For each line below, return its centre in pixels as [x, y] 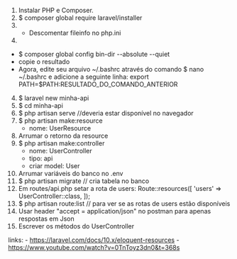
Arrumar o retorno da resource [63, 136]
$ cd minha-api [40, 105]
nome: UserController [61, 151]
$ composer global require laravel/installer [80, 18]
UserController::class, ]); [54, 196]
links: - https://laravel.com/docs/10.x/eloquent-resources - [94, 240]
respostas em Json [46, 219]
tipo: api [41, 158]
